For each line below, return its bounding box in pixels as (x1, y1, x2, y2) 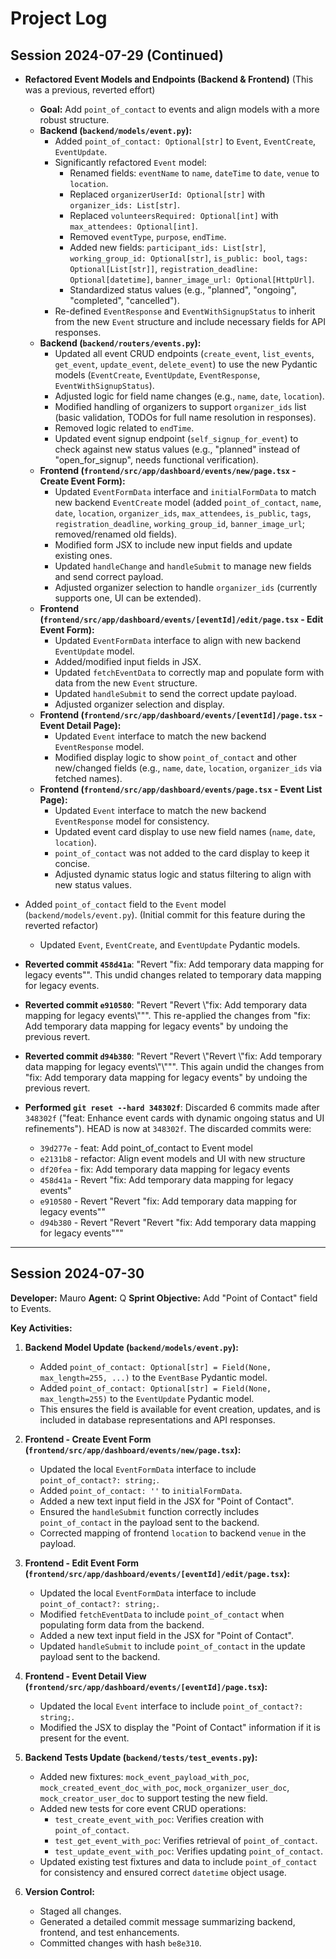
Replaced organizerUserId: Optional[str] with (69, 188, 266, 200)
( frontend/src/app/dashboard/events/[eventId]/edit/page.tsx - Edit (39, 613, 324, 625)
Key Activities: (10, 1322, 73, 1334)
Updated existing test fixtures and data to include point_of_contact (39, 1855, 318, 1867)
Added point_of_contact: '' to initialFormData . (39, 1484, 243, 1496)
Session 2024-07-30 (10, 1265, 145, 1282)
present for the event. (39, 1732, 130, 1744)
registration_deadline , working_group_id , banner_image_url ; (54, 518, 306, 529)
